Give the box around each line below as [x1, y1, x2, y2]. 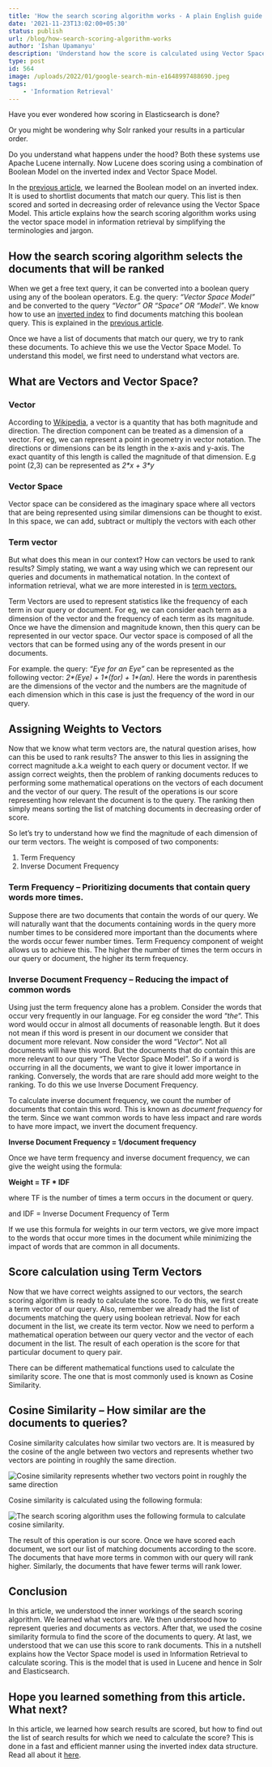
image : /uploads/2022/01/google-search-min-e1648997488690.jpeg [8, 72, 230, 80]
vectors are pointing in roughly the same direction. [8, 1455, 176, 1465]
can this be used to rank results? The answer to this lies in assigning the [8, 752, 249, 762]
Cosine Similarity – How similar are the [8, 1403, 206, 1417]
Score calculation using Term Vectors [8, 1265, 202, 1279]
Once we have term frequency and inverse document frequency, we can [8, 1153, 250, 1162]
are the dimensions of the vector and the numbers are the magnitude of [8, 681, 247, 691]
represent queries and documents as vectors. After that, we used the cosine [8, 1623, 263, 1633]
